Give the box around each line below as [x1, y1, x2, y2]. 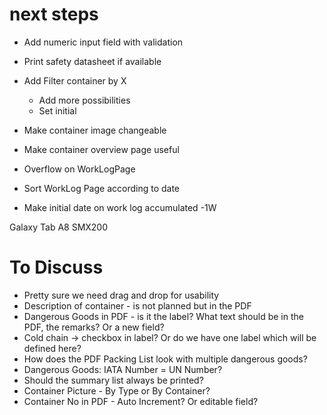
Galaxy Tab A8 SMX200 [9, 221, 109, 233]
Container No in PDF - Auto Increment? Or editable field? [23, 395, 259, 407]
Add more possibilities [38, 94, 131, 106]
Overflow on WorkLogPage [23, 163, 136, 175]
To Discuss [9, 256, 104, 279]
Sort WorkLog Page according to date [23, 182, 181, 194]
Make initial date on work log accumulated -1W [23, 201, 217, 213]
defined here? [23, 342, 82, 354]
